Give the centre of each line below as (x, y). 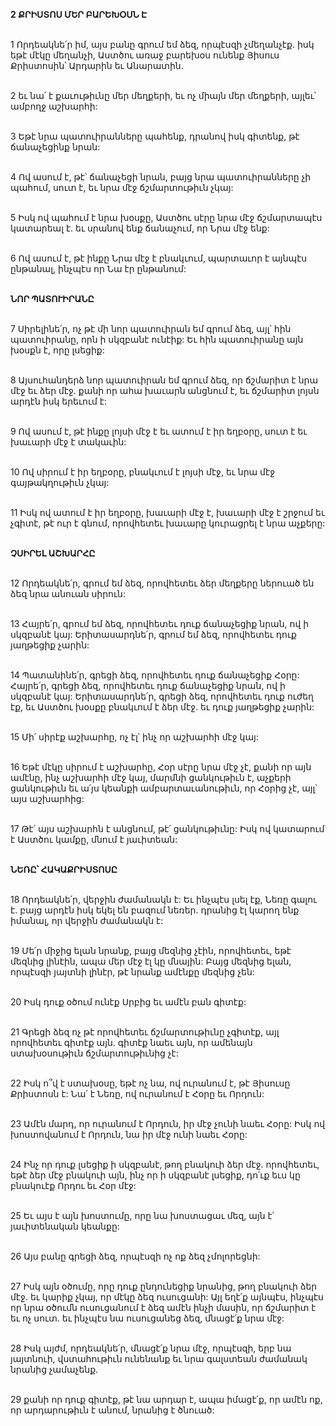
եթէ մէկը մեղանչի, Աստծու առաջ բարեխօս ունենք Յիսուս (145, 55)
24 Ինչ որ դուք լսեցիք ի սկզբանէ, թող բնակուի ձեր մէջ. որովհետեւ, (165, 1164)
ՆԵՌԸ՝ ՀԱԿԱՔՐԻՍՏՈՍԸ (64, 869)
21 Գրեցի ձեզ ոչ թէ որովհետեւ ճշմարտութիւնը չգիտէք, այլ (145, 1032)
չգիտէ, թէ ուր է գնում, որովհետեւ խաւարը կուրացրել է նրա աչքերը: (168, 523)
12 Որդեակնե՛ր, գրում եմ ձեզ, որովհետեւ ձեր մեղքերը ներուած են (162, 583)
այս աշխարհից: (47, 798)
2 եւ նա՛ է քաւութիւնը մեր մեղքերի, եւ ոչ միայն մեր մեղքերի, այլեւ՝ (163, 95)
